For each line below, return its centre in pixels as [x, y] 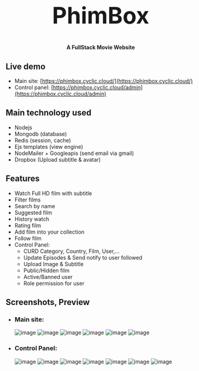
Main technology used [49, 113]
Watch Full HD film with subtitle [53, 193]
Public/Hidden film [46, 270]
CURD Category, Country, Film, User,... [71, 251]
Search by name [35, 206]
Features [23, 179]
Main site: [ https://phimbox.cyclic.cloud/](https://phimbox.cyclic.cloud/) [104, 81]
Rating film [28, 225]
